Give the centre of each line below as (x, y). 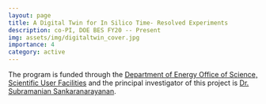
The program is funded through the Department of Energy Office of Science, (133, 74)
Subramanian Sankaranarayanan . (62, 91)
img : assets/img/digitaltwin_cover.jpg (74, 37)
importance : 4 (32, 45)
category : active (37, 52)
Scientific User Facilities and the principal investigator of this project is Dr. (129, 83)
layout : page (30, 15)
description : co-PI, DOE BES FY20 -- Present (84, 30)
